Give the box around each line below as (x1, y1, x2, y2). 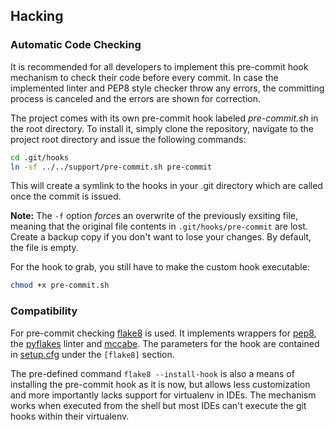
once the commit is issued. (10, 190, 122, 203)
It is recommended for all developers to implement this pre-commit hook (10, 60, 309, 73)
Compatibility (10, 304, 78, 318)
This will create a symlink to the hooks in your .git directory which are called (10, 180, 323, 192)
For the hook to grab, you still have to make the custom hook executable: (10, 261, 310, 273)
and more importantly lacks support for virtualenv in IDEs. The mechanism (10, 389, 317, 401)
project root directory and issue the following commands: (10, 133, 247, 145)
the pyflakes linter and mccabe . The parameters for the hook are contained (10, 337, 320, 349)
